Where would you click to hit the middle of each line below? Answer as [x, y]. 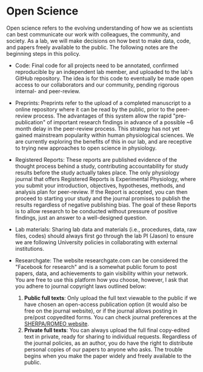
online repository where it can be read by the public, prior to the [95, 109]
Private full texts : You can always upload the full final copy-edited [107, 330]
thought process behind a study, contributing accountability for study [102, 166]
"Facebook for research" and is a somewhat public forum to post [96, 267]
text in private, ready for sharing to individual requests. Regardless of [110, 336]
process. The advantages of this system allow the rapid [102, 116]
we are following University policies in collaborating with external [96, 242]
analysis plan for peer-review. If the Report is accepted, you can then [101, 191]
